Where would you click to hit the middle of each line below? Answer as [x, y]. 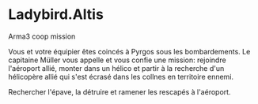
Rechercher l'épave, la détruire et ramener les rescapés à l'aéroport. [120, 91]
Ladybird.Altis [56, 15]
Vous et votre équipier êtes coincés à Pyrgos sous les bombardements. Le [129, 51]
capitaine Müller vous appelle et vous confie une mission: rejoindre [118, 60]
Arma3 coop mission [42, 36]
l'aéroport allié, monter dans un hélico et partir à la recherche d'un [116, 68]
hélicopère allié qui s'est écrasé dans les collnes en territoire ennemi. [121, 76]
